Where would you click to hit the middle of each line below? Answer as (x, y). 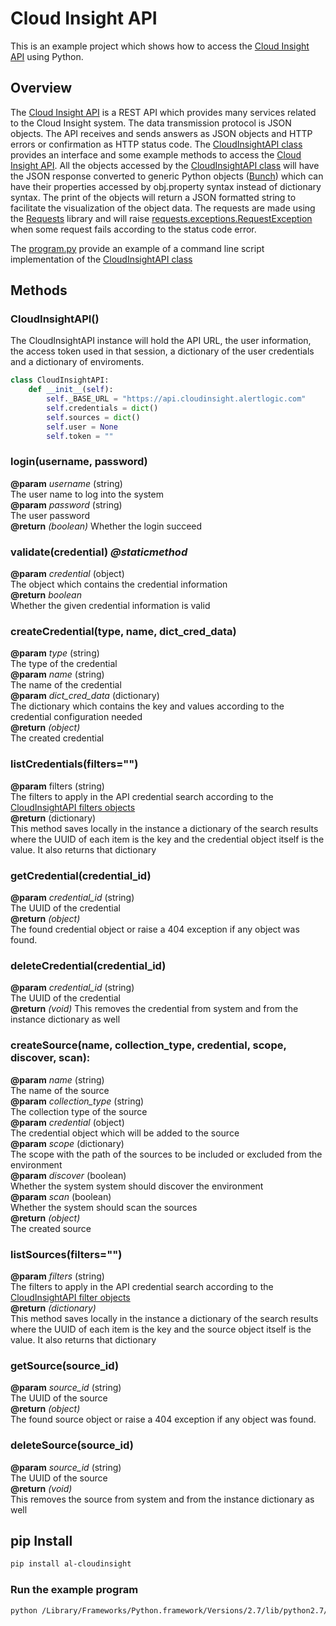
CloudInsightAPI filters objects (73, 807)
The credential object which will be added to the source (125, 1133)
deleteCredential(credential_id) (88, 965)
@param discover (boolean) (68, 1175)
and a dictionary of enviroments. (77, 362)
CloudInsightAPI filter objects (70, 1297)
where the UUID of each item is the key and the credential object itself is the (167, 839)
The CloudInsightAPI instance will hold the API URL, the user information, (161, 341)
